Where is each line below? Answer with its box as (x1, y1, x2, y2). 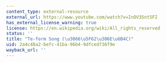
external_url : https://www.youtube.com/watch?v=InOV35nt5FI (6, 14, 158, 20)
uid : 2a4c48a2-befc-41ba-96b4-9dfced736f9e (6, 42, 116, 48)
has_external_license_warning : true (6, 19, 97, 25)
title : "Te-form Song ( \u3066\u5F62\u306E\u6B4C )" (6, 36, 134, 42)
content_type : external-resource (6, 8, 89, 15)
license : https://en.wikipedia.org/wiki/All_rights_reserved (6, 25, 161, 31)
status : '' (6, 31, 33, 37)
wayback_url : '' (6, 47, 46, 53)
